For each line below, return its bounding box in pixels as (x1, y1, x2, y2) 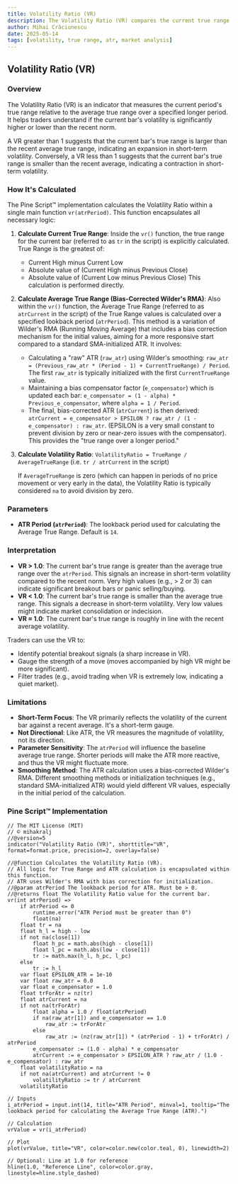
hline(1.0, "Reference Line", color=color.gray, (7, 1163, 154, 1171)
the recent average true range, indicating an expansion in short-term (7, 144, 208, 152)
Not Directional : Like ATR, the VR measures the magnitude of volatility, (17, 728, 225, 737)
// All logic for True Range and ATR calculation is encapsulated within (7, 866, 230, 873)
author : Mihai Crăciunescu (7, 23, 87, 30)
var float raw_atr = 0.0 (20, 978, 93, 985)
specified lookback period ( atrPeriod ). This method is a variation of (17, 317, 215, 326)
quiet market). (17, 679, 59, 688)
